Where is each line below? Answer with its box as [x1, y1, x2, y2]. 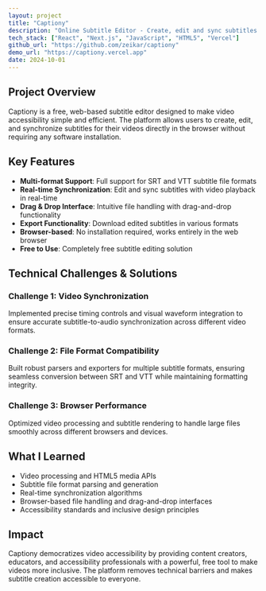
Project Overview [8, 85, 96, 99]
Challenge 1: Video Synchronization [8, 290, 149, 301]
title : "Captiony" [8, 19, 69, 27]
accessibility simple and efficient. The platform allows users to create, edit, [8, 115, 253, 124]
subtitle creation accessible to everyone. [8, 574, 141, 584]
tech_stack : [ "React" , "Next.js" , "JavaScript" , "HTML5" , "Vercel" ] [8, 33, 240, 42]
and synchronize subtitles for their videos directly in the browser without [8, 123, 246, 133]
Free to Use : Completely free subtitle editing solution [19, 243, 193, 253]
